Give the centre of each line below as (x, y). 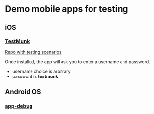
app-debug (19, 106)
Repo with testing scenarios (33, 52)
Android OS (23, 92)
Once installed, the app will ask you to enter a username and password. (77, 61)
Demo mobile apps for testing (67, 9)
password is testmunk (35, 76)
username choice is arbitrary (41, 71)
